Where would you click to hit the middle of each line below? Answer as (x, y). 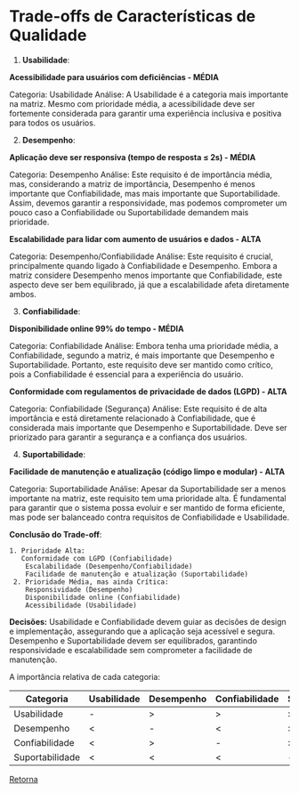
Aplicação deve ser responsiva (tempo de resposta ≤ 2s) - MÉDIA (133, 157)
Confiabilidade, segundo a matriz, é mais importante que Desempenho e (142, 355)
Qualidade (48, 35)
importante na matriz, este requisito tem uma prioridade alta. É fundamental (148, 498)
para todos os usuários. (53, 123)
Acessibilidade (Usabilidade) (81, 605)
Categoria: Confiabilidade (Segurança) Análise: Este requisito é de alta (138, 409)
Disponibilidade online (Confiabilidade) (103, 597)
